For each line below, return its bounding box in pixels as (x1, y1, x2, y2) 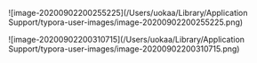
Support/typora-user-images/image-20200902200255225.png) (8, 17, 244, 28)
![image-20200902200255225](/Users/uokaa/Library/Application (8, 8, 248, 18)
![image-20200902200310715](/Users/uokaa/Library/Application (8, 35, 245, 44)
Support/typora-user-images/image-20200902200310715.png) (8, 43, 240, 54)
